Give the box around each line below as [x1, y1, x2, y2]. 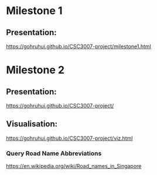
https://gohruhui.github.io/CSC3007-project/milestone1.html [6, 43, 151, 50]
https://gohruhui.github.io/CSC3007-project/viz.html [6, 135, 133, 142]
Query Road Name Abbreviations [6, 149, 102, 157]
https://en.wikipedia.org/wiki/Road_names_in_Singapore [6, 163, 142, 170]
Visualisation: [6, 119, 58, 129]
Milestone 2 [6, 63, 65, 77]
